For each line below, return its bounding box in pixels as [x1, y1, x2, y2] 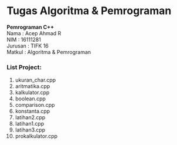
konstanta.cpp [15, 107, 50, 115]
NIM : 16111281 [6, 36, 42, 43]
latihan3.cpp [15, 126, 46, 133]
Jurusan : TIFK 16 [6, 42, 49, 49]
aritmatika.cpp [15, 83, 50, 90]
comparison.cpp [15, 102, 55, 109]
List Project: [6, 63, 42, 71]
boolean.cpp [15, 95, 46, 102]
